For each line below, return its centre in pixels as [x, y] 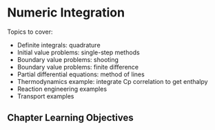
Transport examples [45, 96]
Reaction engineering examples [62, 89]
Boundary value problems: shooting [68, 59]
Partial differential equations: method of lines [81, 74]
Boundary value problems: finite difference [78, 67]
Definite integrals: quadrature [59, 45]
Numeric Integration [66, 13]
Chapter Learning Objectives [70, 118]
